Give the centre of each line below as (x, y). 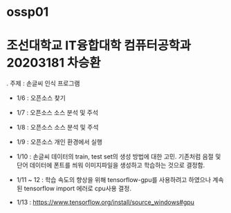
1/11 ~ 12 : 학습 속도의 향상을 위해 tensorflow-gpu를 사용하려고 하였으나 (114, 180)
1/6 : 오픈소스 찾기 (41, 98)
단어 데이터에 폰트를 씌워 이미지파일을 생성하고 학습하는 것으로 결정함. (111, 165)
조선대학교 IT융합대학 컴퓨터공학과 (99, 46)
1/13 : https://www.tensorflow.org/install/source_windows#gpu (105, 202)
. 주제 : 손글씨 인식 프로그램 (43, 83)
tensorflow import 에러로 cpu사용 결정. (78, 189)
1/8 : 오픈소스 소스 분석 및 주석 (57, 128)
